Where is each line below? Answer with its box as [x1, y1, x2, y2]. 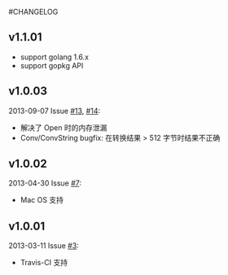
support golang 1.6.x [20, 52, 90, 62]
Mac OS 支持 [20, 195, 64, 205]
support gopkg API [20, 60, 84, 70]
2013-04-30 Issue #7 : [8, 178, 82, 188]
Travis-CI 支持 [20, 258, 68, 268]
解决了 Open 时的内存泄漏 [20, 122, 107, 133]
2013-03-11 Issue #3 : [8, 241, 79, 251]
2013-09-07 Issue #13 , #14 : [8, 106, 100, 116]
